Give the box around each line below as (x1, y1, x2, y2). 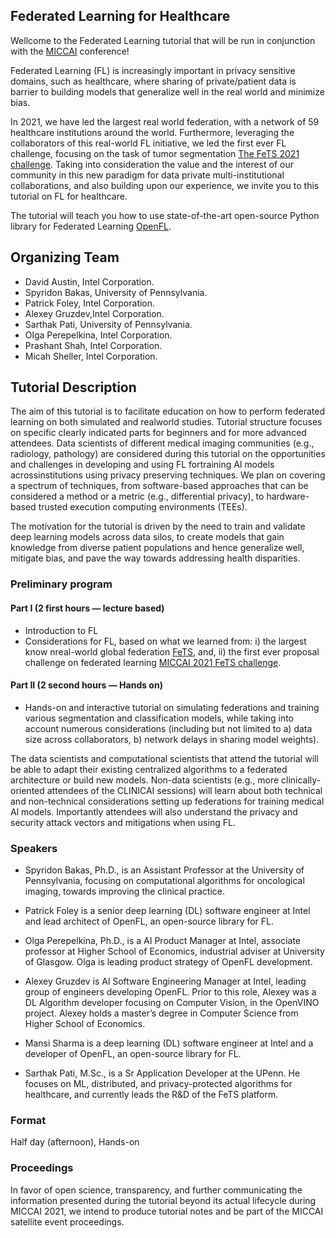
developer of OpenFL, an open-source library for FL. (24, 1048, 242, 1060)
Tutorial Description (10, 379, 137, 396)
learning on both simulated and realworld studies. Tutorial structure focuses (10, 416, 323, 428)
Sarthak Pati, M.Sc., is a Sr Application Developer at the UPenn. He (24, 1067, 301, 1079)
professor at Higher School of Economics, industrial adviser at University (24, 945, 325, 958)
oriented (10, 784, 45, 796)
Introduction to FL (24, 624, 99, 636)
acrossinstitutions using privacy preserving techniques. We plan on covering (10, 469, 326, 481)
